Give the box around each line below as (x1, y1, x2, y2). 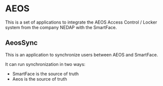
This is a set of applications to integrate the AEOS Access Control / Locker (5, 19, 158, 25)
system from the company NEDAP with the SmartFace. (5, 24, 117, 30)
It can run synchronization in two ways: (5, 61, 85, 67)
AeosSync (5, 39, 38, 47)
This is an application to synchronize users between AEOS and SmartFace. (5, 52, 158, 57)
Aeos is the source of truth (12, 76, 67, 82)
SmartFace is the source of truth (12, 71, 79, 77)
